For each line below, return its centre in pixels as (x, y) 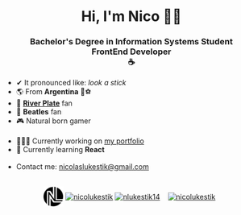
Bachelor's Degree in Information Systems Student (131, 42)
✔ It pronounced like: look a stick (71, 83)
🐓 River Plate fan (44, 103)
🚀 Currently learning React (60, 150)
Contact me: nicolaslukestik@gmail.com (82, 167)
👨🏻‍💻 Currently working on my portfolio (80, 141)
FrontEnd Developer (131, 52)
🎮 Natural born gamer (53, 121)
